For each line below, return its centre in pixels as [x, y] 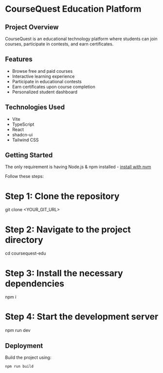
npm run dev [18, 330]
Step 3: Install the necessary [64, 273]
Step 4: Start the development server [82, 317]
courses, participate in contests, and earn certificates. [59, 44]
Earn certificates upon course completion [54, 87]
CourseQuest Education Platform [73, 9]
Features [19, 59]
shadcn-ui [22, 134]
